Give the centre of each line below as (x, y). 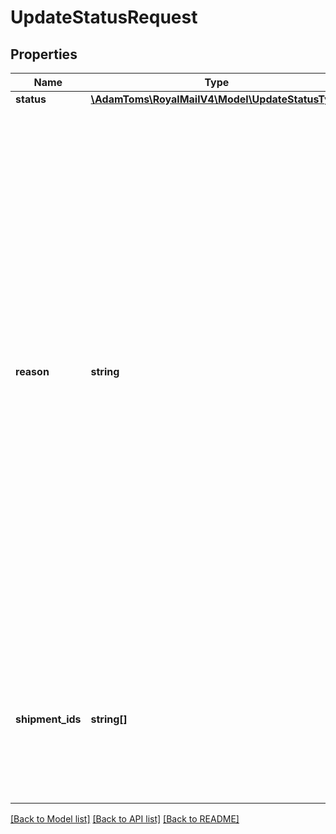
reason (32, 371)
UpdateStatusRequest (104, 17)
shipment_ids (48, 719)
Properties (44, 54)
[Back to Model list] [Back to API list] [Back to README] (125, 819)
